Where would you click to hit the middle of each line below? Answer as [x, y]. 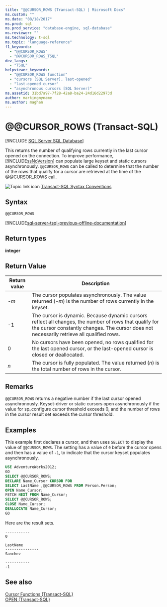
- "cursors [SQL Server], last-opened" [51, 79]
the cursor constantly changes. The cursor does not [92, 328]
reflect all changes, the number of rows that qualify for [95, 322]
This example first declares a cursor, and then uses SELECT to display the [79, 442]
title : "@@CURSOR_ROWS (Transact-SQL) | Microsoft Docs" [65, 10]
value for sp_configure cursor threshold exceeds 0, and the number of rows [83, 409]
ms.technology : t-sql [28, 38]
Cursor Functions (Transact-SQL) [39, 594]
